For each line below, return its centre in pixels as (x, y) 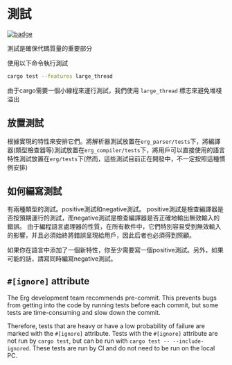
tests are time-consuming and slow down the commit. (84, 313)
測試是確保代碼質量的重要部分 (50, 48)
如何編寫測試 (35, 192)
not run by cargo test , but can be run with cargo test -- (89, 341)
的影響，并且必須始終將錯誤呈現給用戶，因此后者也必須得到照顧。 (101, 235)
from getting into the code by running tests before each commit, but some (113, 305)
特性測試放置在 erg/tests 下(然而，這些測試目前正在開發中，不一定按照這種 (113, 159)
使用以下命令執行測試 (37, 63)
